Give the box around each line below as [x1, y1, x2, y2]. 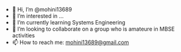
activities [12, 32, 35, 39]
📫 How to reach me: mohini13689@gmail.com [12, 39, 129, 46]
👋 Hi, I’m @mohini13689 [12, 6, 72, 13]
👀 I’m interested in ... [12, 12, 64, 20]
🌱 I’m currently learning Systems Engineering [12, 19, 126, 26]
